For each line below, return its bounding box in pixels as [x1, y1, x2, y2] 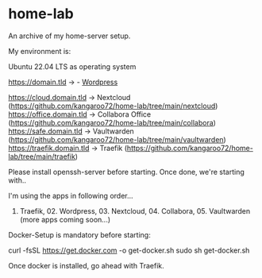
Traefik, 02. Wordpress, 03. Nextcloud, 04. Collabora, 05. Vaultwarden [19, 206, 251, 215]
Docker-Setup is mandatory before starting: [8, 230, 151, 239]
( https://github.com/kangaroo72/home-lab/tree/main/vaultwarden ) [8, 134, 226, 144]
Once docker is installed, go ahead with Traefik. [8, 261, 164, 270]
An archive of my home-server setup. [8, 31, 131, 41]
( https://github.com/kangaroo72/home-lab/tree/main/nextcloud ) [8, 101, 218, 110]
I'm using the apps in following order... [8, 191, 133, 200]
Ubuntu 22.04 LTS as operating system [8, 61, 137, 71]
